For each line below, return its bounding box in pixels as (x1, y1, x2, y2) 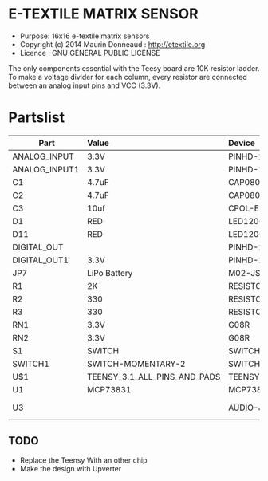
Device (228, 137, 255, 148)
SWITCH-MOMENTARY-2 (86, 358, 186, 369)
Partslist (8, 108, 65, 127)
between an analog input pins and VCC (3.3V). (8, 81, 161, 90)
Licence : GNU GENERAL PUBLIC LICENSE (19, 48, 160, 57)
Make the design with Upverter (19, 463, 122, 473)
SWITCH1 (12, 358, 50, 369)
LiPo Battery (86, 267, 133, 278)
